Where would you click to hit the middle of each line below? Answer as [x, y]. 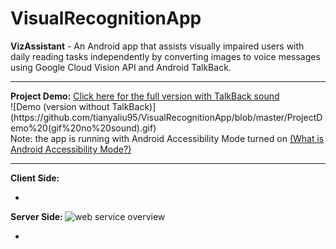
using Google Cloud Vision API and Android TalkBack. [121, 67]
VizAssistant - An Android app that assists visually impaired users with [157, 46]
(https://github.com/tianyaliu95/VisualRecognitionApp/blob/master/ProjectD [166, 117]
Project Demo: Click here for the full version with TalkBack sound [145, 96]
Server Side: [36, 216]
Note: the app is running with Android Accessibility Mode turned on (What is [167, 138]
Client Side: [35, 178]
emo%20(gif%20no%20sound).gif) [83, 128]
